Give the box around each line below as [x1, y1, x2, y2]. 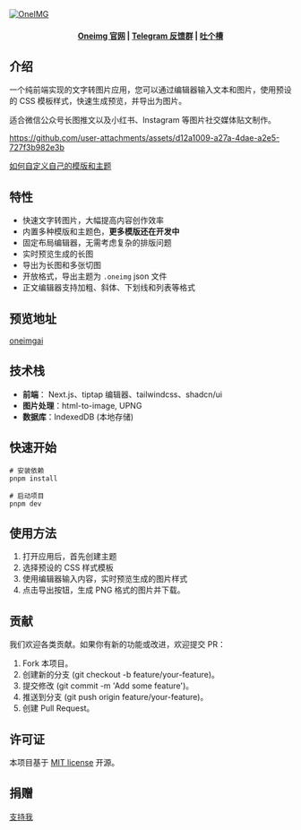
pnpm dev [9, 499, 42, 508]
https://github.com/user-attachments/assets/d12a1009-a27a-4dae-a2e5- [9, 133, 280, 143]
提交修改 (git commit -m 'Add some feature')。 [21, 680, 194, 691]
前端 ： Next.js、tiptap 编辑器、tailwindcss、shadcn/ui [21, 389, 222, 400]
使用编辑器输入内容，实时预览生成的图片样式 [21, 574, 188, 584]
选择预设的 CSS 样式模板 [21, 562, 114, 573]
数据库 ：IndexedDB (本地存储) [21, 411, 134, 422]
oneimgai [9, 335, 44, 346]
